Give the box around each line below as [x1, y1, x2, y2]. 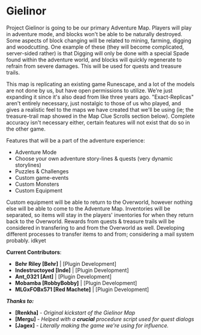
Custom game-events [14, 174, 69, 181]
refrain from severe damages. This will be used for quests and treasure [6, 62, 182, 70]
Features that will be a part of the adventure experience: [6, 137, 145, 144]
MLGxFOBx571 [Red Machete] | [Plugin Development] [14, 286, 149, 293]
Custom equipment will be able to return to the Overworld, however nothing [6, 198, 193, 206]
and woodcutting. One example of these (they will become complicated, [6, 43, 184, 51]
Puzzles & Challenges [14, 167, 69, 175]
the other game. [6, 125, 46, 132]
